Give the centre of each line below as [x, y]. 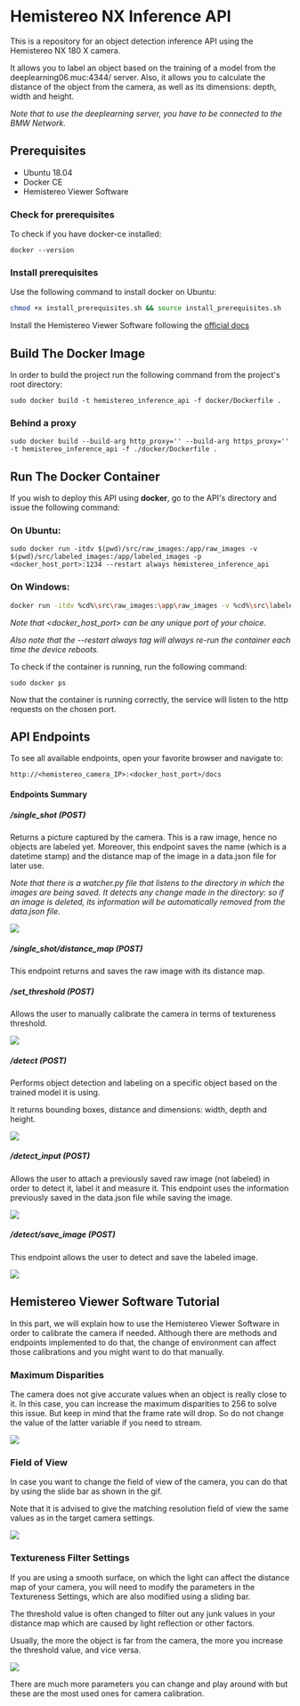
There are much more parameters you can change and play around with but [149, 1684]
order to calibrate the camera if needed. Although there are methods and [144, 1333]
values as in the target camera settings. [82, 1518]
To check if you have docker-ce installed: [86, 234]
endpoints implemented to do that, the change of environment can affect [143, 1342]
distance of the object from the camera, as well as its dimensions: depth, [143, 86]
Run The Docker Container [85, 476]
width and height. [42, 96]
